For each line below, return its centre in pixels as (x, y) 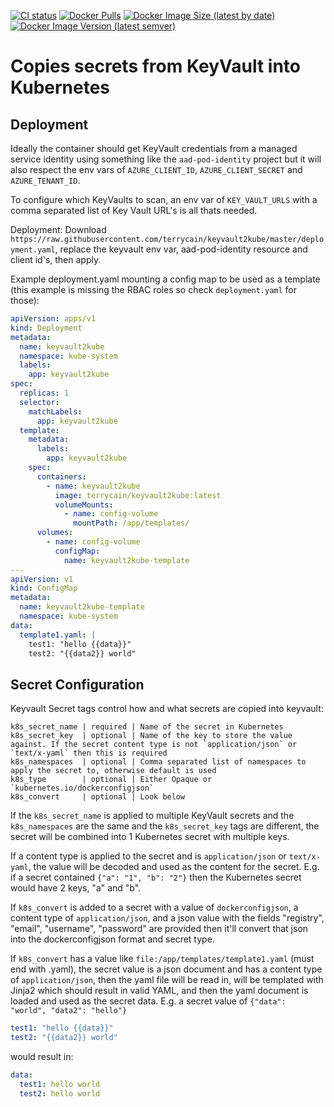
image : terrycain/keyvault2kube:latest (138, 495)
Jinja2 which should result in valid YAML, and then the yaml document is (159, 991)
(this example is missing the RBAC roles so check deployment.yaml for (154, 289)
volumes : (55, 533)
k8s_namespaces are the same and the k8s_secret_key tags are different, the (165, 826)
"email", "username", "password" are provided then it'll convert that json (159, 929)
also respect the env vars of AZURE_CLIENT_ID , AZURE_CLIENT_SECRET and (156, 169)
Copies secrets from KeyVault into (155, 66)
